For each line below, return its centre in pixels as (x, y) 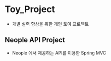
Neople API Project (35, 40)
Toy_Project (30, 9)
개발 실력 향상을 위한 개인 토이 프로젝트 (50, 24)
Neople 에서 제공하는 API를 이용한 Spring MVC (59, 53)
